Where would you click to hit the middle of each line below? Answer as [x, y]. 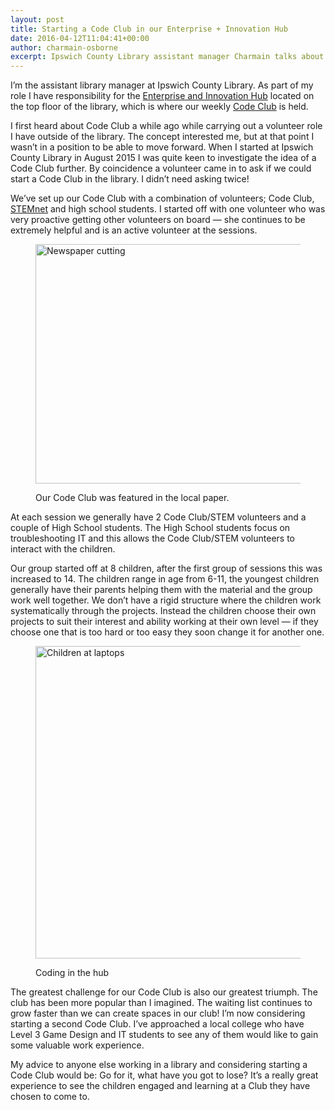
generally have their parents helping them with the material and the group [161, 590]
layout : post [37, 19]
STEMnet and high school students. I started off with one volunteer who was [168, 209]
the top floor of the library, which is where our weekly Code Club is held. [159, 107]
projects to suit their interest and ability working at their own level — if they [164, 622]
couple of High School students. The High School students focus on [150, 528]
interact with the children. [63, 549]
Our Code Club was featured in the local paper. [132, 498]
